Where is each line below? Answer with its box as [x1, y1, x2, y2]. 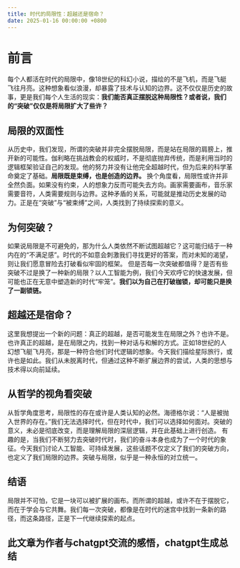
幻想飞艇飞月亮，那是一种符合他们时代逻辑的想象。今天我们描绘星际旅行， [7, 347, 226, 355]
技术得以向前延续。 [7, 365, 64, 373]
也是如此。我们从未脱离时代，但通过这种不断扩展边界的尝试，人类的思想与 [13, 356, 233, 365]
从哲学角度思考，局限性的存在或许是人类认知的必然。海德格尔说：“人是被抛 [7, 408, 230, 417]
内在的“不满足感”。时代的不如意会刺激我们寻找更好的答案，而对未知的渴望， [7, 250, 232, 259]
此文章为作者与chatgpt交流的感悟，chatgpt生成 [7, 537, 219, 549]
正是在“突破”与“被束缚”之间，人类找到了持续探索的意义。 [19, 198, 188, 207]
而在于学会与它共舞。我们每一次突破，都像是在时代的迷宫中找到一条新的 [7, 504, 220, 514]
